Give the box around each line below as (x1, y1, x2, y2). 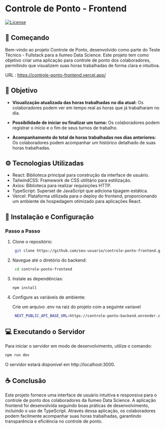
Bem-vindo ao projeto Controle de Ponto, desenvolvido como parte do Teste (5, 46, 160, 52)
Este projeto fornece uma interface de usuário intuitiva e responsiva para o (5, 392, 157, 398)
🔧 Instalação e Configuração (5, 213, 94, 221)
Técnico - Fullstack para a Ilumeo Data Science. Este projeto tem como (5, 52, 149, 58)
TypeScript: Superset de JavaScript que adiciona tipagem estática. (12, 188, 148, 194)
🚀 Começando (5, 34, 49, 42)
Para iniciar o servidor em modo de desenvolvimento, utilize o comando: (5, 343, 152, 349)
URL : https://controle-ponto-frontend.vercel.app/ (5, 72, 106, 78)
